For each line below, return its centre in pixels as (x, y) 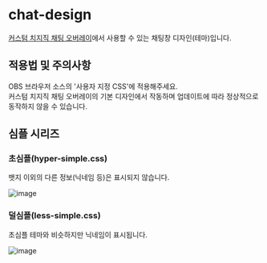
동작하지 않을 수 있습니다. (48, 106)
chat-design (50, 15)
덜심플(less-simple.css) (55, 216)
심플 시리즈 (34, 134)
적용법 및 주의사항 (50, 66)
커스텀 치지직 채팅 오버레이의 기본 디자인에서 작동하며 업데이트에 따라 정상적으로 (133, 96)
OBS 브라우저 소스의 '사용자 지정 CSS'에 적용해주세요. (93, 86)
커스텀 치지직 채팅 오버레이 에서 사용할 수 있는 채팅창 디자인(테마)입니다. (120, 38)
